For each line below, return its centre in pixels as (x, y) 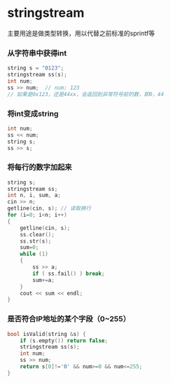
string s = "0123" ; (36, 68)
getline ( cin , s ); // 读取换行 (49, 208)
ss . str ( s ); (36, 241)
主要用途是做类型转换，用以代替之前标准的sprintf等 (81, 33)
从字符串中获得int (37, 53)
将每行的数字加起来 (40, 168)
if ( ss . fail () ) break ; (69, 274)
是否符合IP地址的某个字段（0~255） (69, 319)
